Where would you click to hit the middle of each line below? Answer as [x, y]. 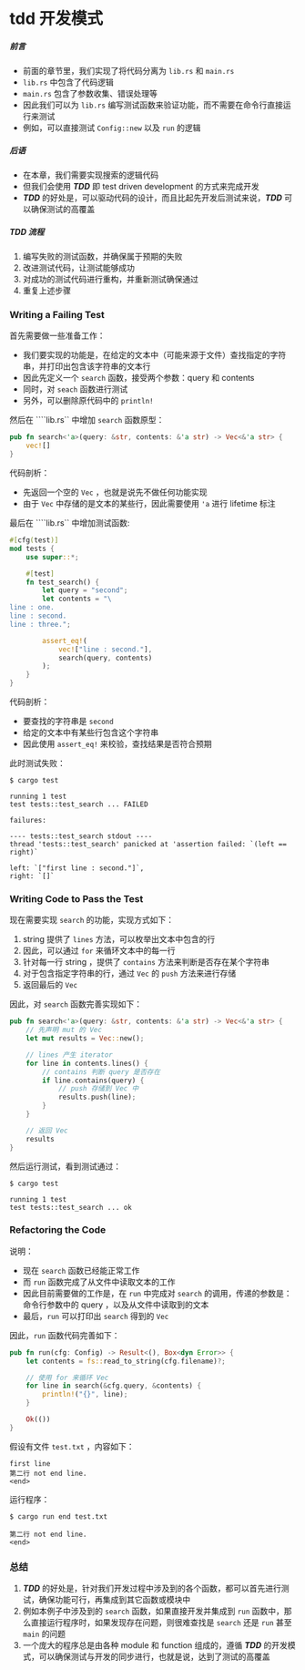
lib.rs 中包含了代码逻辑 [68, 82]
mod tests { [32, 548]
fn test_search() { [63, 582]
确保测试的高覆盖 [63, 210]
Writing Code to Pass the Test [76, 898]
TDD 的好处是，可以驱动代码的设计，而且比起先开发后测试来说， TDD [152, 198]
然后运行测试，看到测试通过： [65, 1166]
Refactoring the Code [58, 1230]
